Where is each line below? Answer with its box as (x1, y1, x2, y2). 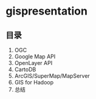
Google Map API (14, 53, 56, 60)
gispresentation (5, 4, 87, 18)
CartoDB (14, 66, 36, 73)
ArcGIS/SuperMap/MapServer (14, 72, 91, 80)
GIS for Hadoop (14, 79, 54, 86)
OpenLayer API (14, 60, 53, 66)
